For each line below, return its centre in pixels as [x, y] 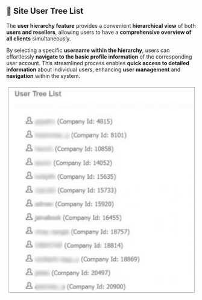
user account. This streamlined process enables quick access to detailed [98, 63]
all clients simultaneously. [39, 38]
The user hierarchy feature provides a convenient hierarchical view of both [101, 25]
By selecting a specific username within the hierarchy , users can [88, 50]
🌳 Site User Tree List [45, 11]
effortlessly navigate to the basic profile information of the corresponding [99, 56]
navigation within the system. [43, 75]
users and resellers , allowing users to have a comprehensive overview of [99, 32]
